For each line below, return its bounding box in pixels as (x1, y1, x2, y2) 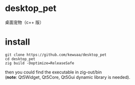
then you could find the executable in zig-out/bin (5, 69, 102, 75)
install (5, 36, 30, 48)
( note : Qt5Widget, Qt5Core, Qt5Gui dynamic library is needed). (5, 74, 131, 80)
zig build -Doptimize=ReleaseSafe (5, 61, 75, 65)
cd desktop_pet (5, 56, 36, 61)
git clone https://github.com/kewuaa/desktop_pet (5, 52, 107, 57)
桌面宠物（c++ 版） (5, 19, 44, 25)
